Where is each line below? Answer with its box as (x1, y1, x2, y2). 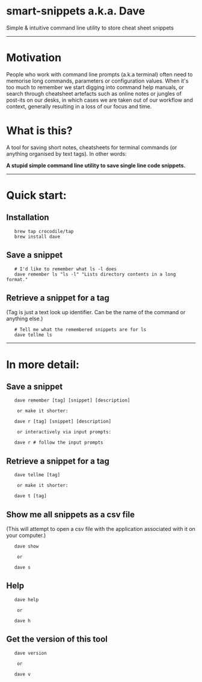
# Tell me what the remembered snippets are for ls (14, 327, 147, 333)
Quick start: (6, 188, 67, 202)
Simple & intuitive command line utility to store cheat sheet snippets (6, 24, 174, 31)
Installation (6, 212, 49, 223)
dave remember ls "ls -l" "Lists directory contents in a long (14, 271, 176, 277)
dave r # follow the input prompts (14, 439, 103, 446)
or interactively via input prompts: (17, 429, 112, 435)
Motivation (6, 51, 62, 64)
